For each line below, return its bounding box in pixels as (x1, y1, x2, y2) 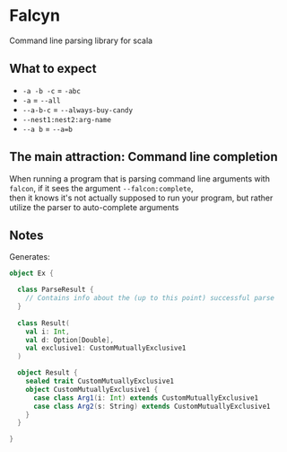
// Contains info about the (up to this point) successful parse (25, 294, 275, 303)
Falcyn (9, 5, 61, 26)
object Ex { (9, 269, 54, 279)
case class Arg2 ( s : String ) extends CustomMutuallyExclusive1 (32, 402, 271, 411)
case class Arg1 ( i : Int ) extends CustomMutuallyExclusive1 (32, 393, 258, 403)
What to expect (9, 61, 97, 76)
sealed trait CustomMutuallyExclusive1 (25, 377, 175, 386)
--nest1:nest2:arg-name (22, 115, 112, 124)
